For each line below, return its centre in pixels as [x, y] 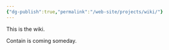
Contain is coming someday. [42, 40]
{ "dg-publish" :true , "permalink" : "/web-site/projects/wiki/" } [85, 12]
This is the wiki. [26, 29]
